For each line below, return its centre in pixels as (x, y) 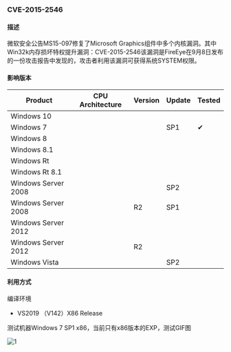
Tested (209, 100)
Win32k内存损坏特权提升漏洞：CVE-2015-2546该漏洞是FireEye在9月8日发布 (115, 52)
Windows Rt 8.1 (36, 172)
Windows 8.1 (32, 150)
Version (147, 100)
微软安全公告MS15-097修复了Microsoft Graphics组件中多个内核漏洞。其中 (112, 43)
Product (39, 100)
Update (178, 100)
